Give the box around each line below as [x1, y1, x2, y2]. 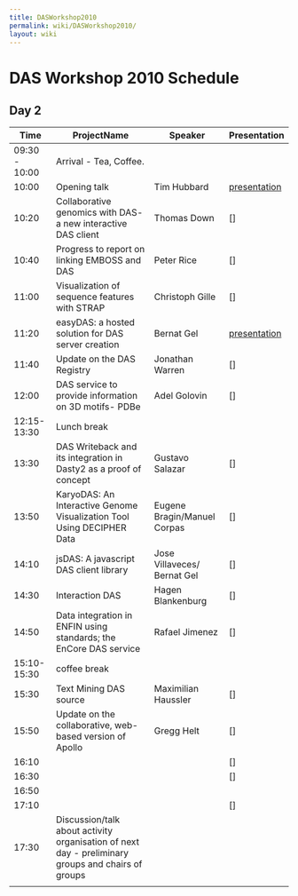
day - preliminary [56, 847, 129, 860]
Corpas [153, 521, 185, 534]
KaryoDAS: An [56, 488, 115, 501]
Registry [56, 364, 91, 377]
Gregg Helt [153, 725, 200, 737]
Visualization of [56, 280, 121, 292]
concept [56, 474, 90, 487]
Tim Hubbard [153, 181, 209, 194]
